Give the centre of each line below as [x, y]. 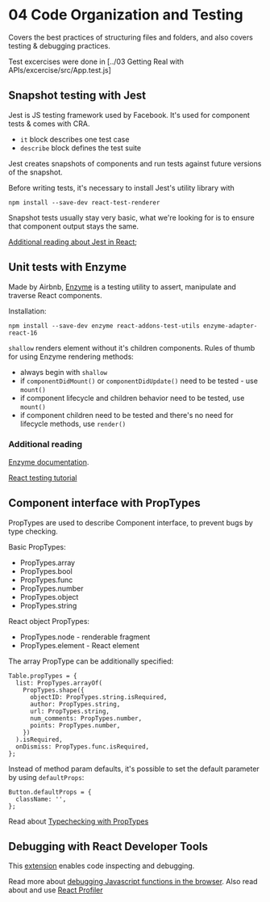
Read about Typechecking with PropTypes [79, 821]
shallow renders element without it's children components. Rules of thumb [132, 348]
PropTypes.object [49, 596]
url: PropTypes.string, [70, 711]
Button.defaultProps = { [50, 792]
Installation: [27, 311]
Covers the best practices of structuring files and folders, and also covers [131, 37]
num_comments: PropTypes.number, [86, 718]
